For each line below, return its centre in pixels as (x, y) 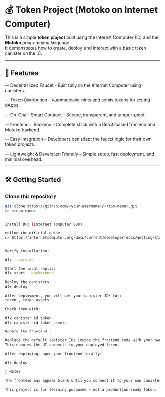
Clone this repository (31, 197)
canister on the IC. (24, 53)
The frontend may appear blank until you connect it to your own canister (83, 380)
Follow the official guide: (34, 233)
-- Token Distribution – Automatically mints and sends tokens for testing (78, 100)
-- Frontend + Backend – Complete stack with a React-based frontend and (80, 124)
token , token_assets (27, 300)
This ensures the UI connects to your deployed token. (62, 345)
